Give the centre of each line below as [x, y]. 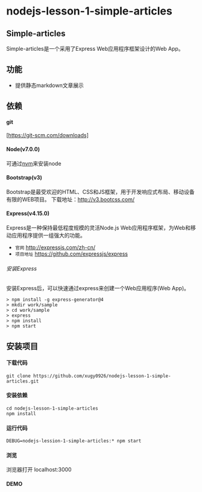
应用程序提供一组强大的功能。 [48, 235]
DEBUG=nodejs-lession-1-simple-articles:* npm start [74, 441]
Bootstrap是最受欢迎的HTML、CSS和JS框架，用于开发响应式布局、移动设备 [100, 192]
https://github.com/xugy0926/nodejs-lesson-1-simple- [102, 376]
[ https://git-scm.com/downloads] [48, 135]
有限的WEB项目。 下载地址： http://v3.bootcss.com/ [70, 199]
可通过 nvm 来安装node [34, 163]
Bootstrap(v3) [24, 178]
